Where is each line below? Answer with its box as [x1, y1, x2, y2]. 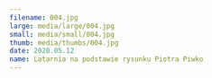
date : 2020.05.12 [9, 47, 75, 56]
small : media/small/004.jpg [9, 30, 115, 39]
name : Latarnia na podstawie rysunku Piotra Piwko [9, 55, 204, 64]
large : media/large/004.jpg [9, 22, 115, 30]
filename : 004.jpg [9, 13, 78, 22]
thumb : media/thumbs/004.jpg [9, 38, 119, 48]
